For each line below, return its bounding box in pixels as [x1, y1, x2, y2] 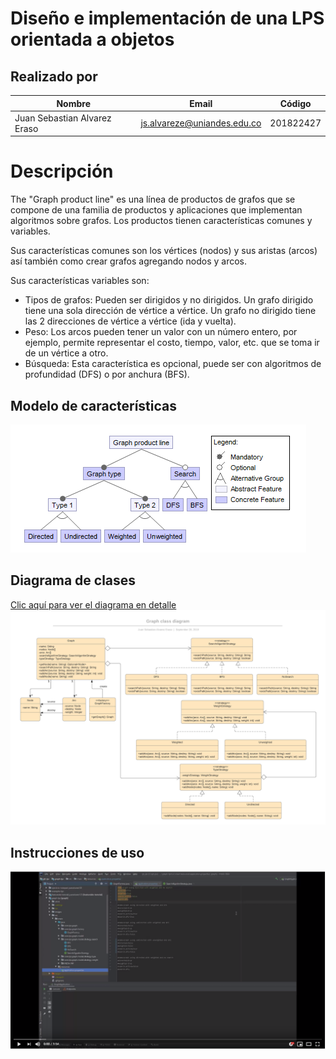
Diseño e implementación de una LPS [10, 7, 325, 30]
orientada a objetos [10, 28, 175, 51]
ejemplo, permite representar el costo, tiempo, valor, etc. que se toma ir [24, 337, 320, 349]
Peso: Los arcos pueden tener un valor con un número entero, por [24, 326, 298, 338]
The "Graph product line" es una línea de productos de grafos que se [10, 193, 296, 206]
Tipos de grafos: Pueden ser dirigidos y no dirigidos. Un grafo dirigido [24, 294, 314, 306]
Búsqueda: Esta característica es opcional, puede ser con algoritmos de [24, 358, 322, 370]
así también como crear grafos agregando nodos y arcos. [10, 255, 248, 267]
